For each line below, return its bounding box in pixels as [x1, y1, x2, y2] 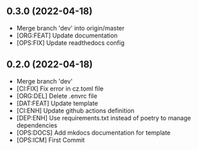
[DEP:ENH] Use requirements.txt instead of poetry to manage [16, 113, 191, 122]
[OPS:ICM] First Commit [16, 135, 86, 144]
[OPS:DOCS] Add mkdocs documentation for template [16, 128, 170, 137]
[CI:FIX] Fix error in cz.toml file [16, 84, 104, 93]
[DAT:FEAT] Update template [16, 99, 99, 107]
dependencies [16, 121, 58, 129]
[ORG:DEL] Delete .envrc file [16, 91, 98, 100]
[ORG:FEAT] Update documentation [16, 31, 118, 39]
